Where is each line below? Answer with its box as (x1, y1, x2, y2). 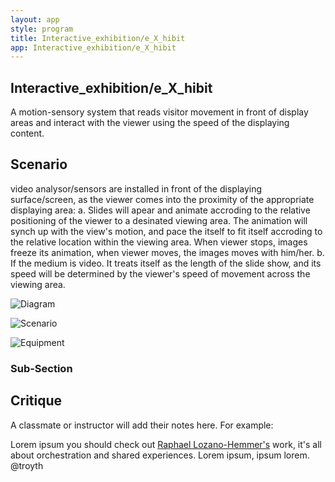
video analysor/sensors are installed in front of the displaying (10, 182, 263, 195)
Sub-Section (10, 361, 73, 375)
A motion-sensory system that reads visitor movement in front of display (10, 106, 309, 118)
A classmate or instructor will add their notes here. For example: (10, 419, 274, 431)
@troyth (10, 459, 44, 471)
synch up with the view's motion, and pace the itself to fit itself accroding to (10, 225, 323, 237)
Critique (10, 392, 63, 410)
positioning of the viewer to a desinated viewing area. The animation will (10, 214, 308, 226)
